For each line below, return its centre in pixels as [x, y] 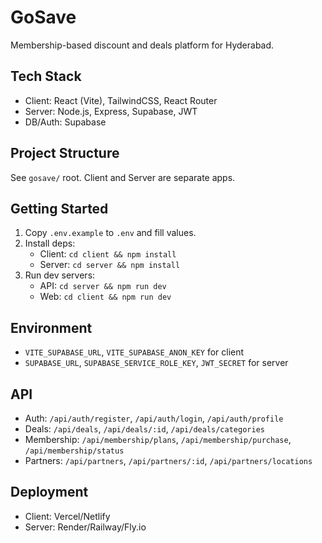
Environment [51, 327]
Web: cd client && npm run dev [105, 297]
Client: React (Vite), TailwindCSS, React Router [121, 100]
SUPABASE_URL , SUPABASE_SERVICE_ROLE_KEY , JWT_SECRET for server [156, 363]
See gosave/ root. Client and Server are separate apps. [123, 177]
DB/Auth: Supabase [65, 122]
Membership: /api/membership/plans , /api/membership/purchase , [158, 439]
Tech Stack [46, 76]
